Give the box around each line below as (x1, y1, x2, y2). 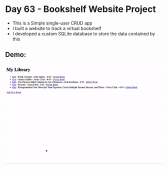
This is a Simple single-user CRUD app (12, 20, 92, 26)
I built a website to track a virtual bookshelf (12, 25, 101, 31)
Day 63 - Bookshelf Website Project (5, 3, 156, 15)
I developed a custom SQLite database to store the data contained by (12, 30, 155, 36)
